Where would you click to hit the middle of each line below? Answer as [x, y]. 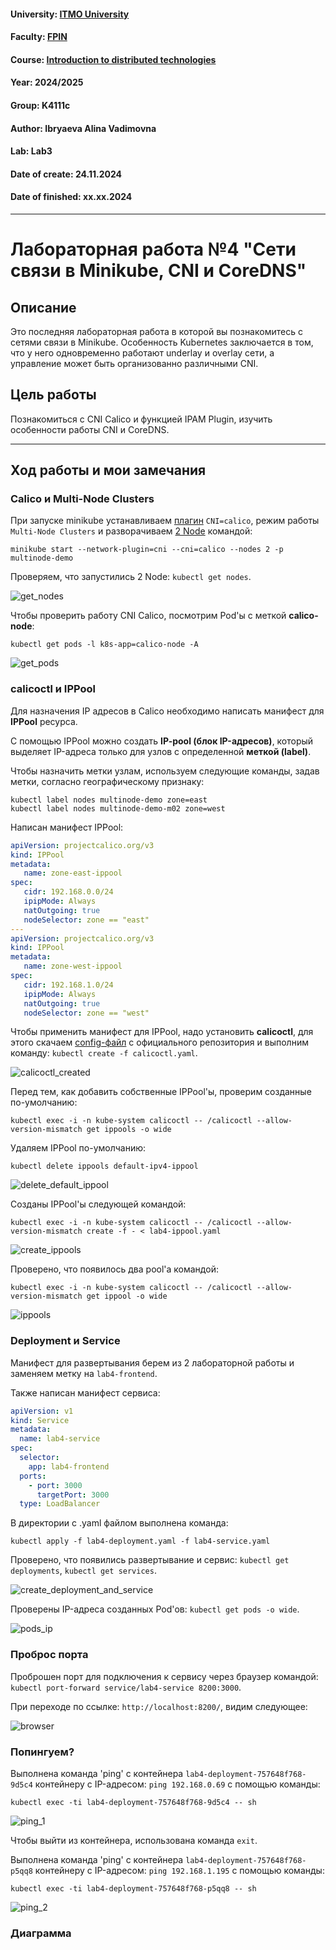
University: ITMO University [70, 14]
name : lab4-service [60, 1439]
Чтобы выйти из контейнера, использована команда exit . [134, 1840]
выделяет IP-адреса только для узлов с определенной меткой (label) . [161, 751]
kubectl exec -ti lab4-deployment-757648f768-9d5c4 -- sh [133, 1802]
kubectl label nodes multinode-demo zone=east [109, 800]
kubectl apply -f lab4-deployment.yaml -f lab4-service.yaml [140, 1541]
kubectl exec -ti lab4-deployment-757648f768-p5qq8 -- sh [133, 1888]
